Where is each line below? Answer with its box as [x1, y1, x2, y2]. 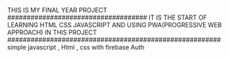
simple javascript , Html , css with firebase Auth [7, 43, 145, 51]
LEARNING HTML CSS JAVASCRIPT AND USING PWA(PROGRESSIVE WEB [7, 21, 222, 29]
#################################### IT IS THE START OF [7, 13, 207, 22]
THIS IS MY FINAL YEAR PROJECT [7, 6, 107, 14]
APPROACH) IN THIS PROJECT [7, 28, 97, 36]
